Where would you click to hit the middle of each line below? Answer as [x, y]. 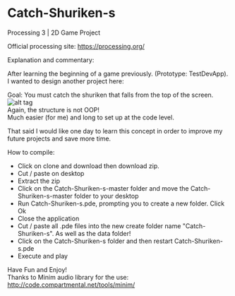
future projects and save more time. [59, 138]
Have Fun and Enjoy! [37, 269]
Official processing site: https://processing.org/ [76, 46]
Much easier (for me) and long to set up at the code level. [91, 117]
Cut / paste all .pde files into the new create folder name [99, 226]
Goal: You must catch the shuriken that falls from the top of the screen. [110, 95]
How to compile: [31, 152]
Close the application [48, 218]
